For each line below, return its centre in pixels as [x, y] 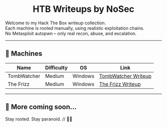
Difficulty [56, 67]
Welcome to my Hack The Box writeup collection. [55, 23]
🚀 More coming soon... [41, 107]
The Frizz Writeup [120, 84]
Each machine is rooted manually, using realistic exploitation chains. [75, 28]
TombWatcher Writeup [125, 76]
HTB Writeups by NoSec [83, 9]
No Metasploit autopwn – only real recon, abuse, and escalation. [71, 33]
